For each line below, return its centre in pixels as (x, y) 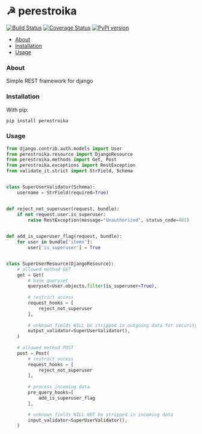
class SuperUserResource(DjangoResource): (60, 264)
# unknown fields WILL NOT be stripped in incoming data (100, 414)
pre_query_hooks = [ (51, 392)
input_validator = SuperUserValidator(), (78, 420)
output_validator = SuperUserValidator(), (79, 331)
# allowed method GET (44, 269)
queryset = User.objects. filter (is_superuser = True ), (93, 286)
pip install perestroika (37, 121)
